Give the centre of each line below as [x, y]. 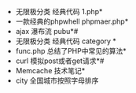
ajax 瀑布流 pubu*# [47, 31]
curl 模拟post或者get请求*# [60, 61]
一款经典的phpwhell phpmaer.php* [72, 21]
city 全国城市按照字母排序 [57, 80]
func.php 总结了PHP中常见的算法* [71, 51]
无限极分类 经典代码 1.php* [59, 11]
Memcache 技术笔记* [50, 71]
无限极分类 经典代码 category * [66, 41]
